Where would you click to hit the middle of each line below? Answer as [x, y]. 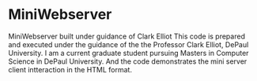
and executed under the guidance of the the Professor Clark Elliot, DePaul [128, 44]
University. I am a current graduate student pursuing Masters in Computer [128, 53]
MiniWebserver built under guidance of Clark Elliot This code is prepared [127, 36]
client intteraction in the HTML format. [70, 69]
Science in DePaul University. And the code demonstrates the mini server [128, 61]
